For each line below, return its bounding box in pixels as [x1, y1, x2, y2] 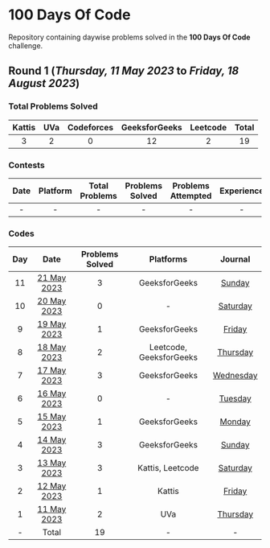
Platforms [149, 253, 187, 265]
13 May [37, 457, 67, 468]
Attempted [170, 190, 212, 201]
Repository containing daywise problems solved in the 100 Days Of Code [8, 32, 251, 42]
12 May [37, 480, 67, 492]
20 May [37, 295, 67, 307]
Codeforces [67, 122, 114, 133]
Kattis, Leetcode [137, 463, 199, 474]
